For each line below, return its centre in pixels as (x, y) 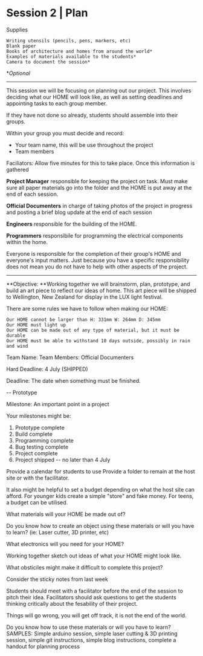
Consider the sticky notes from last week (57, 579)
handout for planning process (43, 646)
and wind (17, 346)
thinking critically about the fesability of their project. (72, 603)
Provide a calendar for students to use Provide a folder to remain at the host (101, 471)
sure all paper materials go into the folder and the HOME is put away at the (99, 187)
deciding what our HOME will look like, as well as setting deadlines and (95, 97)
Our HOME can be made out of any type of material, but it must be (93, 330)
